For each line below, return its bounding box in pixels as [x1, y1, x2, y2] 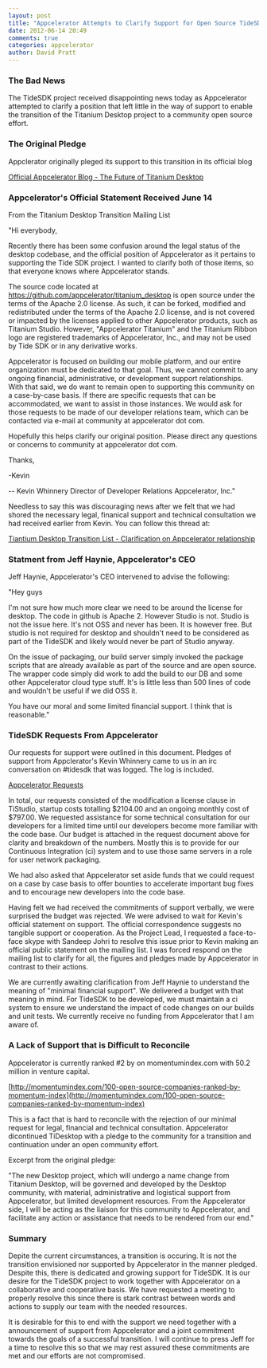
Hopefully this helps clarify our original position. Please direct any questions [8, 431, 257, 441]
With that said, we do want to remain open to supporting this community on [8, 382, 255, 391]
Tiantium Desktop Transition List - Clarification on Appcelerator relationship [8, 533, 256, 543]
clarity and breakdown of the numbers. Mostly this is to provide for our [8, 838, 240, 847]
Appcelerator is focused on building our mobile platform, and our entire [8, 356, 241, 366]
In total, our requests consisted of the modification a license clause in [8, 796, 236, 805]
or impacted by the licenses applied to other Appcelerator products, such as [8, 316, 258, 325]
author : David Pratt [8, 49, 77, 57]
